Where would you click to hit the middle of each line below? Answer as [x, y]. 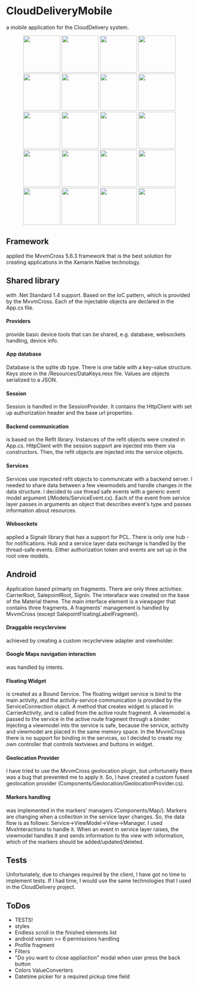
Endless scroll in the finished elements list [66, 933]
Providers [18, 321]
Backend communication [38, 426]
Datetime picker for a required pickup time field [72, 977]
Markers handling [28, 797]
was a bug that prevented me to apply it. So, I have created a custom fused [98, 777]
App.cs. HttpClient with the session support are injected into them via [91, 446]
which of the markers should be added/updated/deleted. [75, 842]
